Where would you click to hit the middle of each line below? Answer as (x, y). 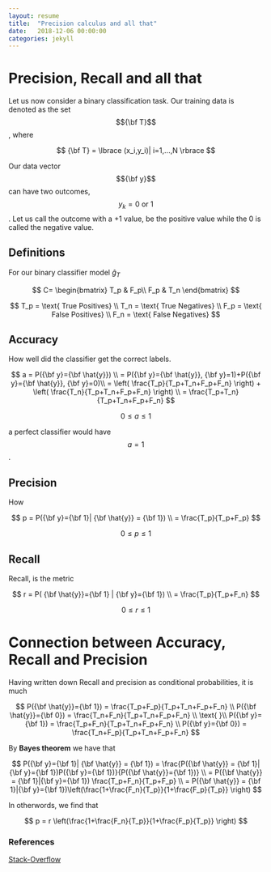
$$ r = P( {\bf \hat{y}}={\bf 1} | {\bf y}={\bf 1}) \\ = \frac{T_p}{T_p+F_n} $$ (136, 594)
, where (21, 135)
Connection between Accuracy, (117, 642)
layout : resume (34, 16)
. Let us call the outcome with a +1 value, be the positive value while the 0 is (135, 219)
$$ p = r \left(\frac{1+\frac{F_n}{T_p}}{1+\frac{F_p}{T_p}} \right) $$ (136, 821)
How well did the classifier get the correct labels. (90, 359)
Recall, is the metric (41, 579)
